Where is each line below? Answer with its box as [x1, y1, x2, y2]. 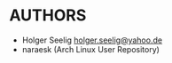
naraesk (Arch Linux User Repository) [21, 43, 160, 54]
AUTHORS [9, 5, 87, 26]
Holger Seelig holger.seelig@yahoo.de [21, 35, 162, 45]
